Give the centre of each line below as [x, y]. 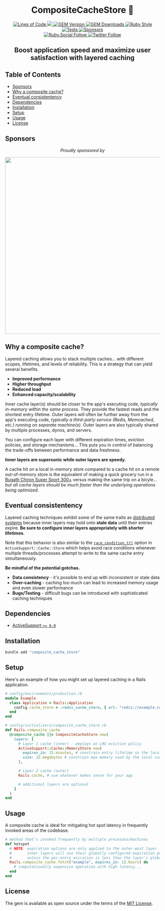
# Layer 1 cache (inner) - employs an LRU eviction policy [80, 744]
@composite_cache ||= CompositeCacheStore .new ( [59, 734]
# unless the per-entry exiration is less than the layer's [79, 858]
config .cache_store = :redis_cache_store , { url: [66, 707]
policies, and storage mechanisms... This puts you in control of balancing [79, 445]
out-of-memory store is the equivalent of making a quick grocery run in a [79, 474]
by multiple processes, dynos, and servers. [49, 430]
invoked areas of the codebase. [37, 830]
